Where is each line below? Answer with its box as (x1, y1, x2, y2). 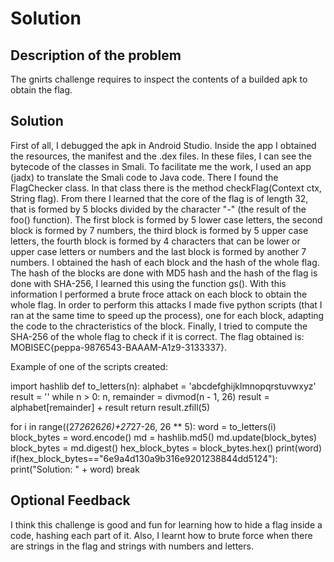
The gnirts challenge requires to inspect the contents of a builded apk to (10, 73, 308, 85)
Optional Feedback (10, 492, 131, 509)
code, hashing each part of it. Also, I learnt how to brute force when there (10, 529, 313, 541)
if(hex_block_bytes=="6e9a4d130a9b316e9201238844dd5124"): (10, 452, 278, 464)
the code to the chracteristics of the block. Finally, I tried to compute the (10, 320, 308, 332)
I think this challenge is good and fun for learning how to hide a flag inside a (10, 518, 323, 531)
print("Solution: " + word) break (10, 463, 140, 475)
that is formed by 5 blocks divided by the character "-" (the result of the (10, 203, 307, 215)
